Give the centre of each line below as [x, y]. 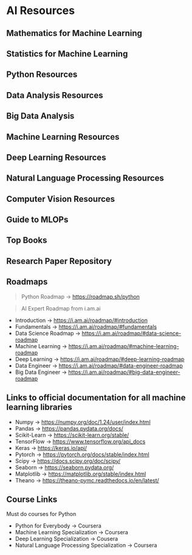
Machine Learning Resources [63, 137]
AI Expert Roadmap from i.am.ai [61, 308]
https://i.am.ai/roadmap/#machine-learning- [124, 346]
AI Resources [40, 11]
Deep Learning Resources [56, 157]
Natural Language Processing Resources [85, 178]
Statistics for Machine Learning [67, 53]
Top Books [27, 241]
